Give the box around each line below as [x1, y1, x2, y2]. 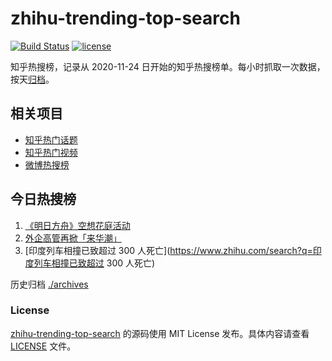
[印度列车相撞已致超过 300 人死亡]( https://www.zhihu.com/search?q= [24, 244, 313, 256]
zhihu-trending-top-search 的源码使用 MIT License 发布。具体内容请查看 [10, 327, 310, 339]
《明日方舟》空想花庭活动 [24, 219, 131, 231]
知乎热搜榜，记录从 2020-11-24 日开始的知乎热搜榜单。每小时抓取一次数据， [10, 60, 326, 72]
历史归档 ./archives [10, 278, 89, 290]
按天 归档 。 [10, 73, 55, 85]
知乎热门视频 [24, 146, 78, 158]
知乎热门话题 [24, 133, 78, 146]
